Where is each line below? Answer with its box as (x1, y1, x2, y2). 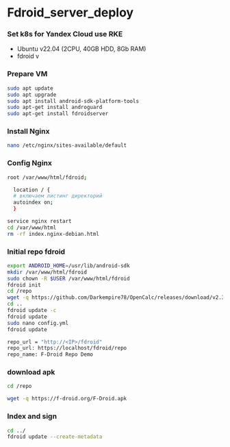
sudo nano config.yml (7, 319, 69, 326)
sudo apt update (7, 84, 53, 92)
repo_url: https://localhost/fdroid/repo (7, 345, 127, 352)
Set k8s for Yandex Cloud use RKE (7, 29, 123, 39)
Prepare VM (7, 69, 48, 79)
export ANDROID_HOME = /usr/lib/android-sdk (7, 262, 130, 269)
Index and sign (7, 411, 57, 421)
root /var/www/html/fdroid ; (7, 173, 88, 181)
